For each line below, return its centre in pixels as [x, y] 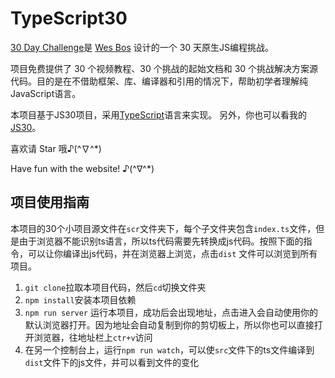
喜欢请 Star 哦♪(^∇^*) [56, 148]
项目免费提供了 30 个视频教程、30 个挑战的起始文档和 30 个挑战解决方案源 [164, 68]
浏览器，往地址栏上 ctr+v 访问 [93, 337]
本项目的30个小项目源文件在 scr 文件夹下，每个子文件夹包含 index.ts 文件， [163, 228]
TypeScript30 [69, 18]
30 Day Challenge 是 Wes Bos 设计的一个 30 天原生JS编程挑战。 [142, 47]
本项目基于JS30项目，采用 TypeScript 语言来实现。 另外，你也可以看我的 [159, 114]
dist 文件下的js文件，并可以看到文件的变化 [112, 362]
